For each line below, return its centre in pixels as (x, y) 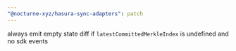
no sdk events (27, 41)
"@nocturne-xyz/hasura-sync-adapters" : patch (75, 14)
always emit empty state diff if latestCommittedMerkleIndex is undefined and (118, 34)
